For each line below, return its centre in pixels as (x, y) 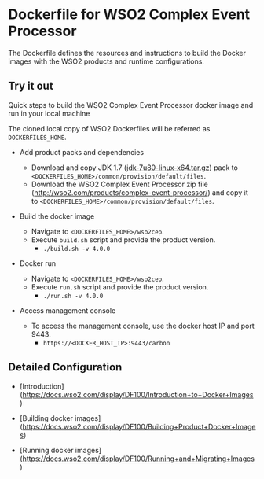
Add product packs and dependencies (81, 152)
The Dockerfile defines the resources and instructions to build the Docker (127, 53)
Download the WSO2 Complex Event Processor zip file (119, 184)
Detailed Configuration (65, 367)
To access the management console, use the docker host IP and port (143, 326)
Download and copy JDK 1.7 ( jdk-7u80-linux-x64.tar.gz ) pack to (134, 168)
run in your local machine (49, 113)
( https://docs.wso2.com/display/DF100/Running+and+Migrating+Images (137, 459)
